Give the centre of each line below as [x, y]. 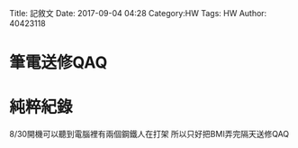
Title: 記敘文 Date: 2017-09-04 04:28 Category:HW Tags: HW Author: [138, 13]
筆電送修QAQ [59, 63]
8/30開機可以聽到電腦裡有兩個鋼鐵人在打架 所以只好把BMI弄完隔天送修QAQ [149, 134]
